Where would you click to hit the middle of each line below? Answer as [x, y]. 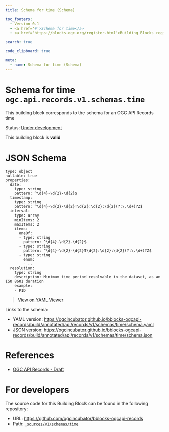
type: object [19, 171]
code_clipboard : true [28, 51]
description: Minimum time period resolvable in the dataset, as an [88, 277]
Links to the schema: [27, 309]
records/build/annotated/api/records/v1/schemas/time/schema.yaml [83, 324]
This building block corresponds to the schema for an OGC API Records [80, 113]
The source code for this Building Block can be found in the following [77, 404]
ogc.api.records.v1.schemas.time [75, 99]
